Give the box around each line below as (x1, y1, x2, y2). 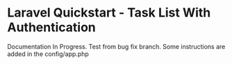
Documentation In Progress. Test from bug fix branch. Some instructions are (7, 42, 226, 50)
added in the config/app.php (7, 50, 89, 58)
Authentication (7, 19, 96, 35)
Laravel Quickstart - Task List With (7, 5, 211, 21)
